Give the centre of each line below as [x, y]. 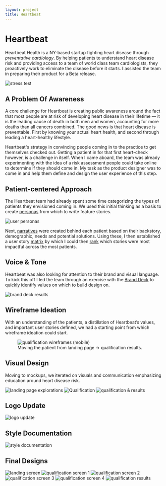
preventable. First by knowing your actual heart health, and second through [82, 132]
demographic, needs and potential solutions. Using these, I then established [83, 236]
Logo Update [25, 405]
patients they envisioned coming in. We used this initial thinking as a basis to [83, 206]
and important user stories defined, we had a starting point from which [77, 327]
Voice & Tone [26, 262]
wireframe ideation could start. [36, 332]
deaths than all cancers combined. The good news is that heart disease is [81, 127]
